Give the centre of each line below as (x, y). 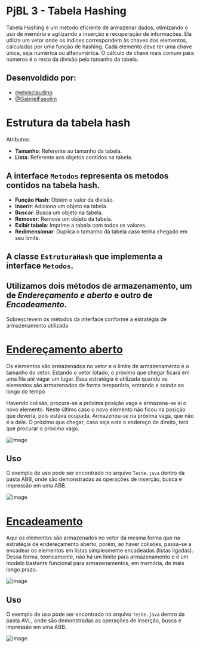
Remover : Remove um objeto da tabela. (64, 218)
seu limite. (27, 237)
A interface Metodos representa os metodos (87, 176)
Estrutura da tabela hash (68, 123)
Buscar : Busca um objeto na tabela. (59, 212)
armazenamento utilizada (37, 325)
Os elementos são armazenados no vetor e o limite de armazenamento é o (98, 366)
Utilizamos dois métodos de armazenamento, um (99, 286)
